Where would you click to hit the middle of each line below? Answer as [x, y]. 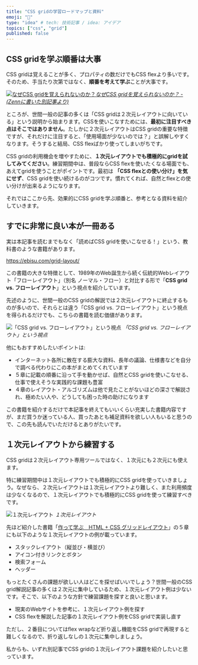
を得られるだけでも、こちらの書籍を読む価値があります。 [76, 315]
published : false [27, 34]
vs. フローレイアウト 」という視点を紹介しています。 [70, 288]
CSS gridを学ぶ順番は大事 [54, 59]
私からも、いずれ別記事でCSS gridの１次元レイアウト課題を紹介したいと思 [97, 649]
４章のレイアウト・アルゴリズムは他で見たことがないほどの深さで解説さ [103, 389]
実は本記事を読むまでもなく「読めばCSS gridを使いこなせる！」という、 [95, 241]
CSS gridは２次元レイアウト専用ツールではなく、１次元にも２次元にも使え [97, 460]
